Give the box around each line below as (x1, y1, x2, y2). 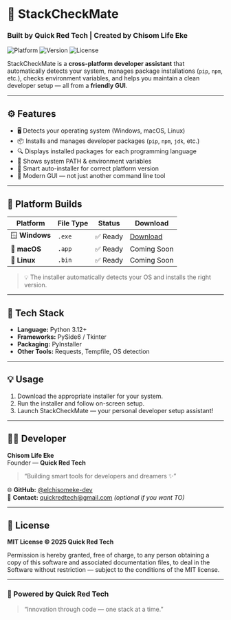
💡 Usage (7, 374, 44, 386)
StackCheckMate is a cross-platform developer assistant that (7, 60, 185, 68)
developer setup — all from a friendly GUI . (7, 82, 128, 90)
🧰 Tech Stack (7, 307, 65, 319)
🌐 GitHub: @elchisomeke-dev (7, 485, 93, 494)
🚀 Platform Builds (7, 198, 82, 210)
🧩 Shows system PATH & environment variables (16, 157, 152, 166)
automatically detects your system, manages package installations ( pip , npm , (7, 67, 223, 75)
